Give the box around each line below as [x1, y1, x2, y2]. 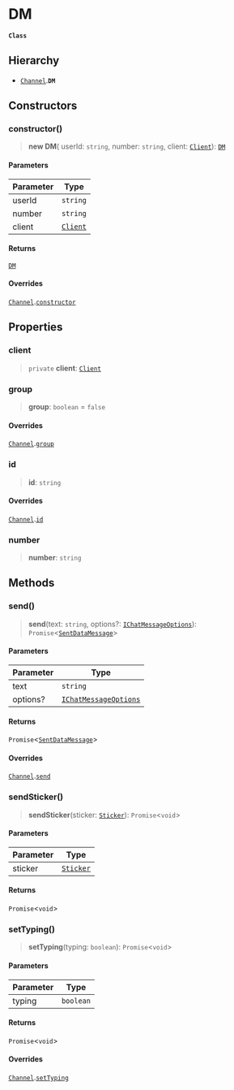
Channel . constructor [8, 297, 76, 307]
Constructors [8, 99, 78, 113]
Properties [8, 320, 63, 334]
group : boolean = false [28, 402, 106, 412]
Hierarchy [8, 54, 60, 67]
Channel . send [8, 771, 51, 781]
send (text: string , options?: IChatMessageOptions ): [28, 619, 197, 629]
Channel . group [8, 439, 54, 448]
